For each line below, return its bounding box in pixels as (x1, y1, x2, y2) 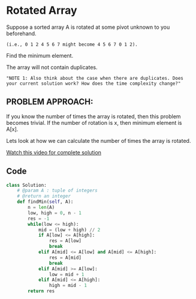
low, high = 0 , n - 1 (28, 210, 82, 216)
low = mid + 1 (49, 271, 85, 277)
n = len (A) (28, 205, 55, 211)
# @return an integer (17, 193, 71, 199)
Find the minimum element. (6, 52, 74, 59)
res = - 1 (28, 216, 50, 222)
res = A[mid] (49, 255, 82, 261)
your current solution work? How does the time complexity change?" (6, 80, 181, 86)
